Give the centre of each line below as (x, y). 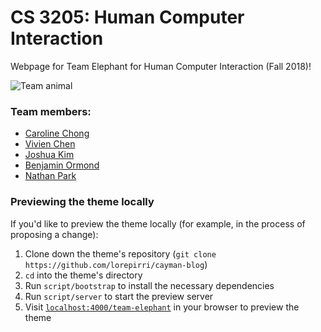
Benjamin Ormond (62, 165)
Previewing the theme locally (82, 202)
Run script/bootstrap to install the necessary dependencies (149, 285)
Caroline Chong (57, 133)
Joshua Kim (49, 155)
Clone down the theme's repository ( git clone (120, 253)
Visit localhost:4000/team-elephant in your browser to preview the (162, 307)
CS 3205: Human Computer (127, 17)
